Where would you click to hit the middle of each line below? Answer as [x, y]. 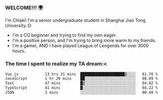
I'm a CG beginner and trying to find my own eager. [64, 35]
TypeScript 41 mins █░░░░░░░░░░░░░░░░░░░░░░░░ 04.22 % [81, 88]
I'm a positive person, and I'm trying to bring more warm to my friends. [84, 41]
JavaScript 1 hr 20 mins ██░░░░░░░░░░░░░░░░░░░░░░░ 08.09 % [81, 79]
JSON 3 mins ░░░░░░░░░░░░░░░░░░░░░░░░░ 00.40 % [81, 93]
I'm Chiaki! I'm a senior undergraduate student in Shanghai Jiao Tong [75, 20]
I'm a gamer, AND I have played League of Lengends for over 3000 [81, 46]
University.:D [18, 26]
